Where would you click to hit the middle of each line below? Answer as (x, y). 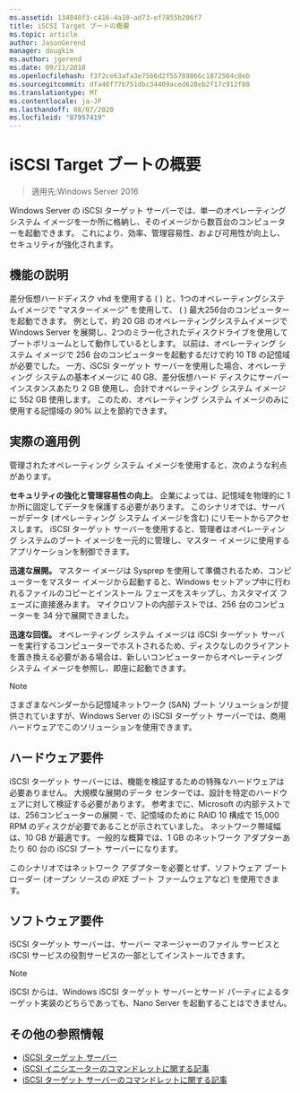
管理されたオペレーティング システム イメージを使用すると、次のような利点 (148, 465)
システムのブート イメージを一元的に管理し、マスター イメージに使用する (154, 540)
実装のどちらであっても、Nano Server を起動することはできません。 (166, 1003)
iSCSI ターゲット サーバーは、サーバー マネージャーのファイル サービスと (145, 944)
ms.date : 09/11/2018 (48, 68)
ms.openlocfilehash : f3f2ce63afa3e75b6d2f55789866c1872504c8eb (130, 76)
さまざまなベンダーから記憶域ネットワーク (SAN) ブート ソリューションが (145, 704)
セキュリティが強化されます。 (64, 244)
